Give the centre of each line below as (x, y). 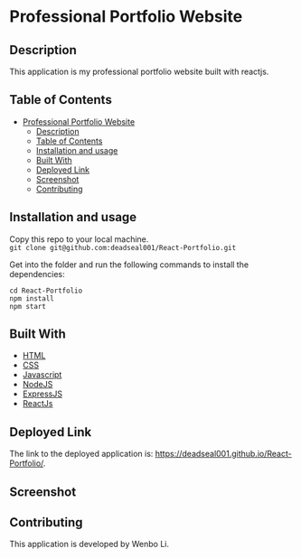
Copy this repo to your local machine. (79, 239)
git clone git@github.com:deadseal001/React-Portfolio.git (123, 247)
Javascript (42, 375)
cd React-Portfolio (46, 291)
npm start (28, 306)
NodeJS (38, 385)
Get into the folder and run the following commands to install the (129, 265)
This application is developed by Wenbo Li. (89, 544)
